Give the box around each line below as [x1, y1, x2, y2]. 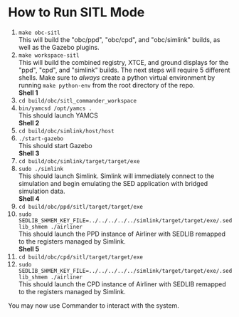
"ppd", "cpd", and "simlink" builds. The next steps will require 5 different [18, 66, 230, 74]
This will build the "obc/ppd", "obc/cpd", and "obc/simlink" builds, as [18, 35, 221, 43]
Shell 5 [18, 244, 40, 253]
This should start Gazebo [18, 141, 92, 150]
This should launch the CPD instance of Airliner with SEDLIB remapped [18, 279, 226, 289]
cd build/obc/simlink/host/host [18, 128, 115, 135]
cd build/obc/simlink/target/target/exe [18, 157, 140, 165]
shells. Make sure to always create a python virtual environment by [18, 73, 216, 82]
